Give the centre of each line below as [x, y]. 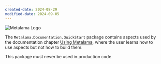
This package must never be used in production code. [59, 56]
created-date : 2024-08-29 [31, 9]
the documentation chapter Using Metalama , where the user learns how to [79, 42]
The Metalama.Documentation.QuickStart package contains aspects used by [80, 37]
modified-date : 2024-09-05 [32, 14]
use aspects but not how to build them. [44, 47]
